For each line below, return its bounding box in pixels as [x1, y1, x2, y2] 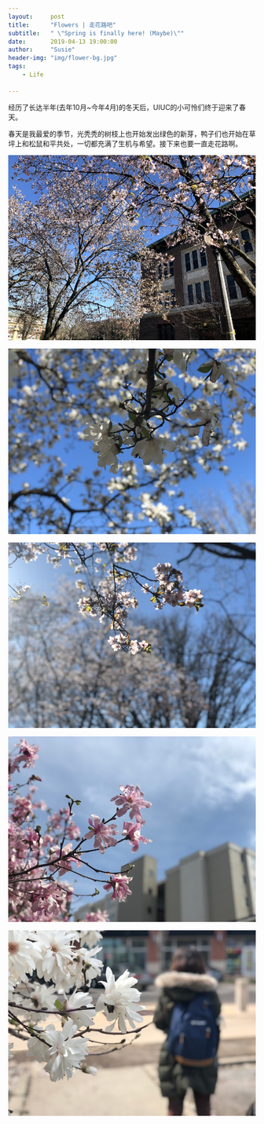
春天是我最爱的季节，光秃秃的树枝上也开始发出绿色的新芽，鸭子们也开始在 [8, 129, 249, 138]
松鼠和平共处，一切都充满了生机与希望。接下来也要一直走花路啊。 [28, 138, 242, 148]
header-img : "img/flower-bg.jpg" [8, 54, 118, 62]
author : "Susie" [8, 46, 76, 54]
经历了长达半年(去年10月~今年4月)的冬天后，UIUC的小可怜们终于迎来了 [8, 102, 240, 112]
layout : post [8, 13, 65, 20]
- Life [22, 71, 44, 79]
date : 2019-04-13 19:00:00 [8, 38, 118, 46]
